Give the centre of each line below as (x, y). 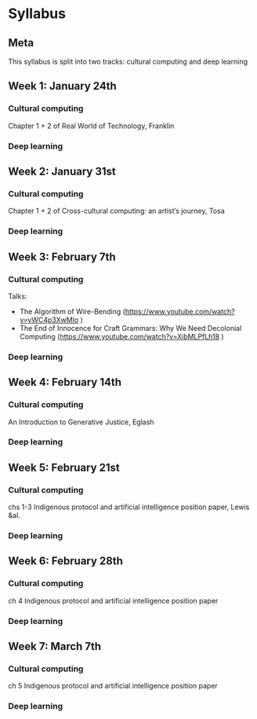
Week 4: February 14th (65, 382)
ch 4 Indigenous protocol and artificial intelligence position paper (113, 600)
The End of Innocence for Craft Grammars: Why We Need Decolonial (130, 328)
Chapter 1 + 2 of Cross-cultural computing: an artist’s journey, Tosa (116, 211)
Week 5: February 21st (64, 467)
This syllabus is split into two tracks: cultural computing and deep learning (128, 61)
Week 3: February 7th (62, 257)
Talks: (18, 296)
